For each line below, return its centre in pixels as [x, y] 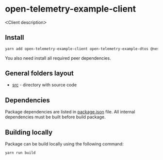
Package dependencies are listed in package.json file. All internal [70, 112]
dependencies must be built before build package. [55, 117]
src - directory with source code [44, 85]
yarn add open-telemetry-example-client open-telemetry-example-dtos [77, 49]
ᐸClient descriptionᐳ [26, 22]
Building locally [29, 132]
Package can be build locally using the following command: [64, 144]
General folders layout [39, 73]
